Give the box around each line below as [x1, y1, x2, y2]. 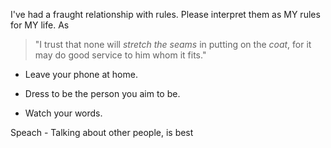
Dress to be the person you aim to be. [24, 88, 181, 99]
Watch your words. [24, 107, 103, 119]
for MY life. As [10, 19, 70, 31]
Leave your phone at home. [24, 69, 138, 80]
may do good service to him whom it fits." [34, 49, 207, 61]
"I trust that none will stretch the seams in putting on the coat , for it [34, 39, 312, 50]
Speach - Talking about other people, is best [10, 127, 194, 138]
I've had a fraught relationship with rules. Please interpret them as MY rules [10, 9, 321, 20]
